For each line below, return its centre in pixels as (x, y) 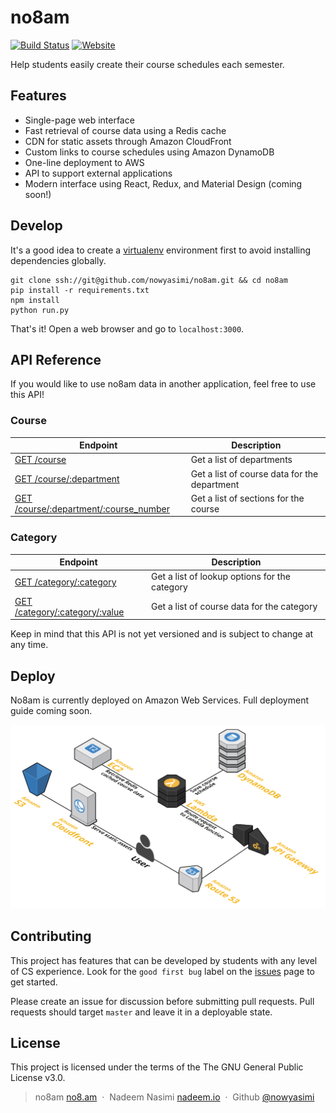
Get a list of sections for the (247, 498)
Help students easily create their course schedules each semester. (147, 64)
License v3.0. (38, 1078)
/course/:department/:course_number (92, 508)
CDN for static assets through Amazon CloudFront (128, 141)
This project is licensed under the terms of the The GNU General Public (157, 1067)
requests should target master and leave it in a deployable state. (141, 1012)
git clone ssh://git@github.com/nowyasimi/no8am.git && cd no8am (149, 280)
